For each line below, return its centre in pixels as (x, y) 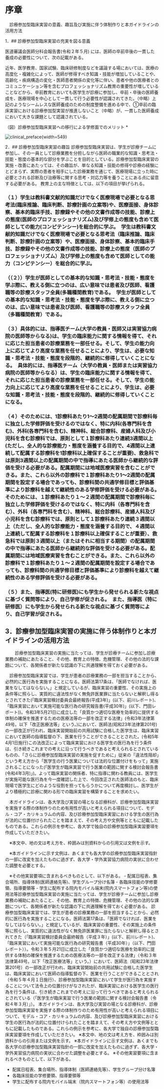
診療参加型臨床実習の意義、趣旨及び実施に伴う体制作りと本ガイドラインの (84, 24)
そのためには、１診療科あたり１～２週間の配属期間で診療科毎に (80, 497)
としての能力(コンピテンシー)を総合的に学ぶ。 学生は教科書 (81, 227)
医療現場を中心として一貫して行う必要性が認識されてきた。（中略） (85, 98)
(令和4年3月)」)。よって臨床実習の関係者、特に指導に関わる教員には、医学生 (82, 773)
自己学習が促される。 (40, 614)
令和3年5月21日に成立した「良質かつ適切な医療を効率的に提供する (92, 712)
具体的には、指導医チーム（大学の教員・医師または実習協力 (87, 365)
